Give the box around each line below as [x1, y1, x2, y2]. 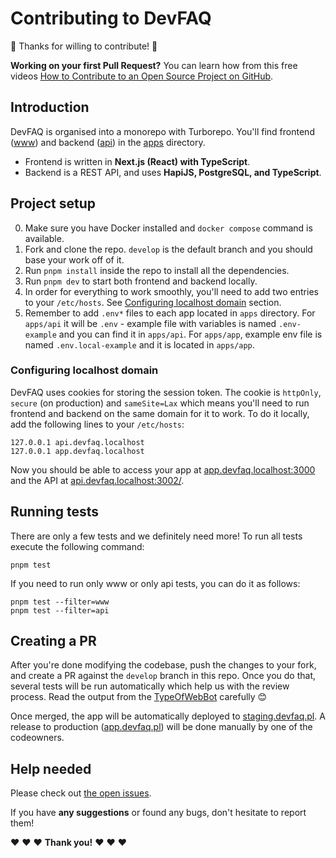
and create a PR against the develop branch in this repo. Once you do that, [10, 670, 316, 682]
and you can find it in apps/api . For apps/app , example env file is [58, 328, 323, 340]
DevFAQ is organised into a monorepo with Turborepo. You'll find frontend [10, 125, 315, 137]
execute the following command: [10, 540, 145, 552]
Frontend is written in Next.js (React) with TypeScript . [24, 155, 251, 167]
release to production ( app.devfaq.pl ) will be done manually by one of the [10, 721, 313, 733]
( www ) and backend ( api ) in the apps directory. [10, 136, 206, 148]
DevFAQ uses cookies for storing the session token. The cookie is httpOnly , [10, 386, 322, 398]
